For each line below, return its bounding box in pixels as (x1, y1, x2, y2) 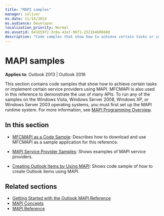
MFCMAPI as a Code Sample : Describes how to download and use (12, 134, 146, 139)
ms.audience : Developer (5, 20, 54, 26)
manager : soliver (5, 12, 41, 17)
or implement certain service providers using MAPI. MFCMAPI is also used (5, 86, 155, 92)
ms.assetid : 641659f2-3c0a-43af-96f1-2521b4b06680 (5, 30, 110, 35)
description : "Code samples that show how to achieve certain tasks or (5, 35, 154, 39)
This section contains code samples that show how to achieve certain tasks (5, 81, 157, 87)
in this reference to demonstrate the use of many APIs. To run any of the (5, 91, 150, 97)
